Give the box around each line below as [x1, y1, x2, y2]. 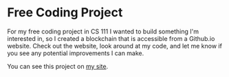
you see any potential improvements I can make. [7, 49, 144, 57]
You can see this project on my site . [7, 62, 109, 70]
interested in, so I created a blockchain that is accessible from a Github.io [7, 34, 215, 42]
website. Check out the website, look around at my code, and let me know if [7, 42, 222, 50]
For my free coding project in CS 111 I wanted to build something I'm [7, 27, 199, 35]
